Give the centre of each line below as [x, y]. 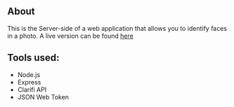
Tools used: [33, 58]
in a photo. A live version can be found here [70, 36]
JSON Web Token [43, 97]
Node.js [29, 74]
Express [29, 82]
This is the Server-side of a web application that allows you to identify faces [117, 28]
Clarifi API [32, 90]
